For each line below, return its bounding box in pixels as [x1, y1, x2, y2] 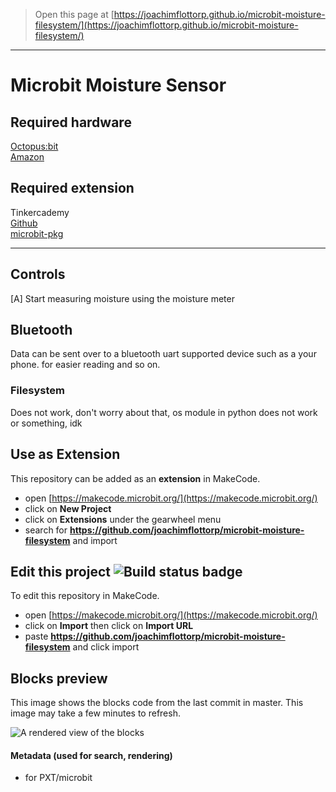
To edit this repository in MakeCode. [10, 590, 160, 602]
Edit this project [10, 563, 111, 580]
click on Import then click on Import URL [24, 620, 194, 632]
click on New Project [24, 502, 112, 514]
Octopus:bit [10, 140, 59, 152]
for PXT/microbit [24, 772, 93, 784]
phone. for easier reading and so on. [10, 359, 161, 371]
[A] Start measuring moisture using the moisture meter [10, 292, 235, 304]
